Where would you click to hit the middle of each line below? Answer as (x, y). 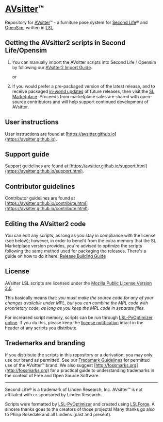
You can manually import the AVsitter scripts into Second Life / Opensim (84, 62)
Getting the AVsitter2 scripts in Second (65, 43)
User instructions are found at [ (36, 134)
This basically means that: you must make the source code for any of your (79, 298)
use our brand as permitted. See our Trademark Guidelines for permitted (77, 360)
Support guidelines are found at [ (38, 166)
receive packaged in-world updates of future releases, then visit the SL (83, 91)
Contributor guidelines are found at (40, 198)
